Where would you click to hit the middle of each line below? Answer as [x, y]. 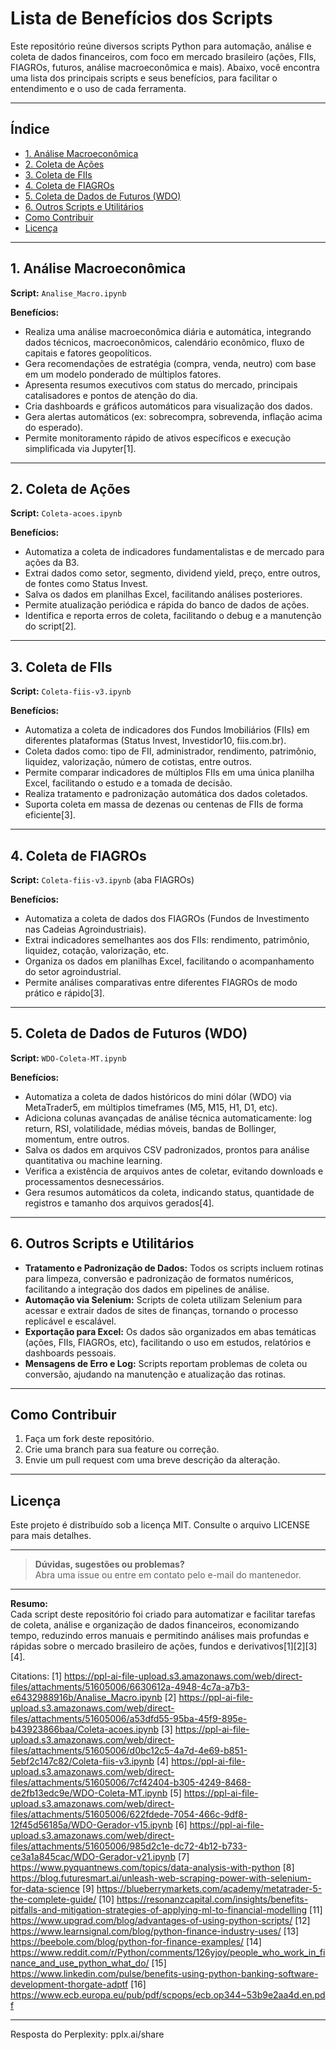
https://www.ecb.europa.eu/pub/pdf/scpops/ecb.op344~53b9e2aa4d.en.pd [168, 1995]
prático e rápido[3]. [64, 993]
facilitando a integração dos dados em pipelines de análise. [147, 1289]
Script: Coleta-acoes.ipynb [66, 513]
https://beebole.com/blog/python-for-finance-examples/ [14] [136, 1942]
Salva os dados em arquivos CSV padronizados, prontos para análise [167, 1149]
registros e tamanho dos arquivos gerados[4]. [119, 1203]
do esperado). [54, 427]
